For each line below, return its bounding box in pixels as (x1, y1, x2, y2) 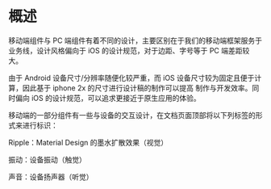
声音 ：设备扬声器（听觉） (8, 171, 94, 182)
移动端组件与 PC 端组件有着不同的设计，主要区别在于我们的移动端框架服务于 (8, 36, 263, 45)
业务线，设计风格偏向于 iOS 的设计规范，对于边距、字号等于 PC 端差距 (8, 45, 243, 55)
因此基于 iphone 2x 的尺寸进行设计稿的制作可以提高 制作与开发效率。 (22, 82, 252, 93)
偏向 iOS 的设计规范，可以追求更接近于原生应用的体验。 (15, 93, 201, 103)
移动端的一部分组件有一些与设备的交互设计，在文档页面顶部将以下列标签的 (8, 110, 256, 120)
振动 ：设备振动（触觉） (8, 154, 86, 164)
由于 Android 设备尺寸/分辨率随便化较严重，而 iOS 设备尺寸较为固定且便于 (8, 73, 255, 82)
